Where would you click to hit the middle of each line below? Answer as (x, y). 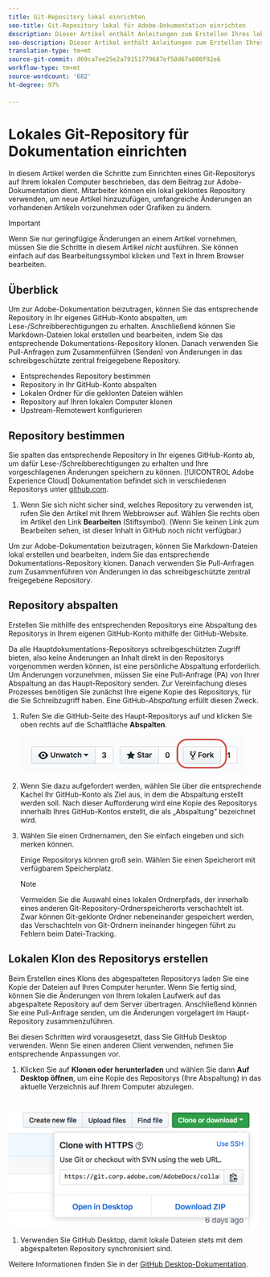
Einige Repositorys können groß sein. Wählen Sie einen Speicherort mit (137, 859)
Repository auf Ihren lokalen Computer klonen (96, 402)
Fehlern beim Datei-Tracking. (68, 933)
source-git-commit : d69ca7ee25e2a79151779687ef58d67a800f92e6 (115, 60)
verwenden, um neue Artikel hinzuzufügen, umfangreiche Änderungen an (130, 199)
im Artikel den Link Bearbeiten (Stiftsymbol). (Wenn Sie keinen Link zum (139, 522)
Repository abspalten (63, 606)
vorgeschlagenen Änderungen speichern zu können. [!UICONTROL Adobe (131, 472)
